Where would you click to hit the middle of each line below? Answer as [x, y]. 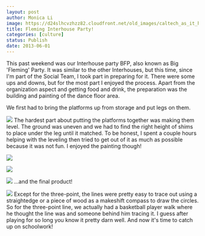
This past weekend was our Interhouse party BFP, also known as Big [92, 63]
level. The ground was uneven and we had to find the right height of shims [100, 126]
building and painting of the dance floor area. [63, 96]
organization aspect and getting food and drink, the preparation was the [97, 89]
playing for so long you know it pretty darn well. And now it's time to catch [100, 220]
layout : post [23, 12]
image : [15, 23]
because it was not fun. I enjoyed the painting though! [74, 146]
